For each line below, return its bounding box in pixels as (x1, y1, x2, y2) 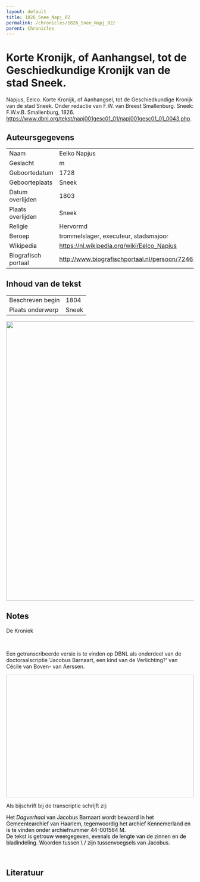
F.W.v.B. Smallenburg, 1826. (6, 108, 74, 116)
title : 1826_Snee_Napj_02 (6, 14, 70, 20)
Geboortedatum (9, 169, 54, 176)
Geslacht (9, 159, 35, 167)
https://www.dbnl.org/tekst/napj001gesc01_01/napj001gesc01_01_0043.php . (6, 115, 192, 122)
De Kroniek (6, 627, 34, 634)
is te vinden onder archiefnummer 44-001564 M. (6, 826, 126, 833)
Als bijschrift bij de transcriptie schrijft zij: (6, 802, 108, 809)
